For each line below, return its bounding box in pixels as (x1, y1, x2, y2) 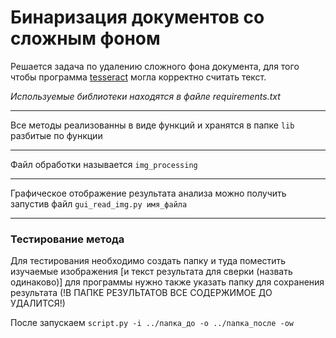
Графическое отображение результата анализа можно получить (10, 187, 287, 199)
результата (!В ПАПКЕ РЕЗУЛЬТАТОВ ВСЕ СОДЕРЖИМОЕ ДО (10, 287, 273, 299)
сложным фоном (10, 27, 161, 50)
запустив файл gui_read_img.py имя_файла (10, 197, 188, 210)
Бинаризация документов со (10, 6, 265, 29)
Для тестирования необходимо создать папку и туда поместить (10, 255, 287, 267)
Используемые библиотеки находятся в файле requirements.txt (10, 90, 281, 102)
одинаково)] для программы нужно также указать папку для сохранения (10, 276, 325, 288)
